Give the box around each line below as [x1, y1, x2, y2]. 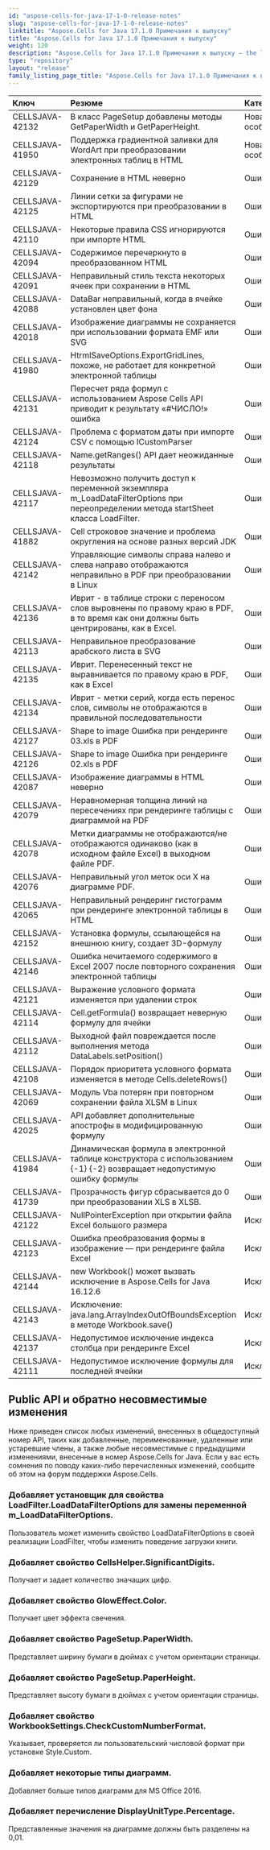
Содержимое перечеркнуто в [70, 246, 187, 258]
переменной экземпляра [70, 482, 169, 494]
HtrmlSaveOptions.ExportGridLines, [70, 350, 205, 361]
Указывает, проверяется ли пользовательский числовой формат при [8, 1739, 245, 1749]
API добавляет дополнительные [70, 1109, 195, 1120]
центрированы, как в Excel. [70, 622, 177, 633]
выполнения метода [70, 1040, 150, 1051]
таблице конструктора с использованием [70, 1153, 234, 1164]
